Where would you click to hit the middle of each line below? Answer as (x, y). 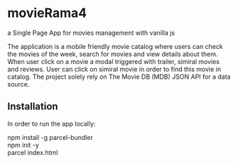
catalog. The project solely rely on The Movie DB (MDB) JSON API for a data (119, 77)
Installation (33, 107)
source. (18, 84)
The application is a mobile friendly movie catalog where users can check (115, 46)
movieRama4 (47, 13)
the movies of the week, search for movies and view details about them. (113, 54)
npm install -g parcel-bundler (50, 137)
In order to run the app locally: (52, 124)
